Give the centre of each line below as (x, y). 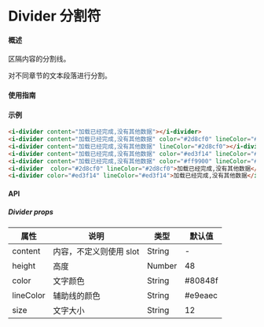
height (24, 266)
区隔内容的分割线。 (39, 59)
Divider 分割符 (55, 16)
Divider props (31, 212)
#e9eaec (201, 295)
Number (162, 266)
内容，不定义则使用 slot (96, 251)
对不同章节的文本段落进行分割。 (60, 76)
